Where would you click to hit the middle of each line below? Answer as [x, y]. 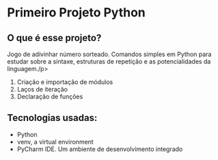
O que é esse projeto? [54, 38]
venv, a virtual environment [55, 142]
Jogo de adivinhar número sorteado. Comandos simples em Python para [109, 54]
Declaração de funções [50, 96]
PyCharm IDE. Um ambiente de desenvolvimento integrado [100, 149]
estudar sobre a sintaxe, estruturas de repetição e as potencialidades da [109, 62]
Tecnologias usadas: [52, 118]
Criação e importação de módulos [65, 82]
